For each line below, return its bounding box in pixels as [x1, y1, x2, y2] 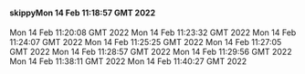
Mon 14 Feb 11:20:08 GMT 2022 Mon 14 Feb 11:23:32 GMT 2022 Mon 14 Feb [9, 27, 297, 38]
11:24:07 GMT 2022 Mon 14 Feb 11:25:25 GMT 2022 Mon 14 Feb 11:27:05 [9, 37, 282, 48]
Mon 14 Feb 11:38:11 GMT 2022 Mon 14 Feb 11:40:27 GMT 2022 [9, 56, 247, 67]
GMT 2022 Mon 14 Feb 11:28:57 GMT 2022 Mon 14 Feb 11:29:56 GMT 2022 [9, 46, 292, 58]
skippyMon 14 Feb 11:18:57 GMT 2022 [9, 7, 156, 18]
